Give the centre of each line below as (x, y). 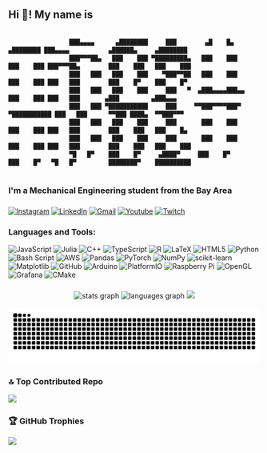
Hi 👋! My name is (51, 15)
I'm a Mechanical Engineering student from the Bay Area (120, 190)
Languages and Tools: (52, 231)
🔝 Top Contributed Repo (56, 381)
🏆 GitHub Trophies (46, 421)
